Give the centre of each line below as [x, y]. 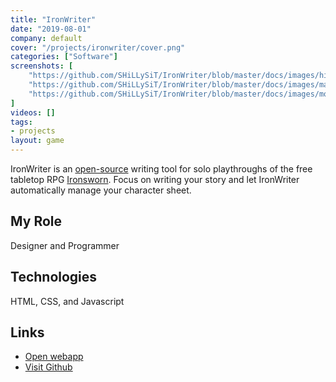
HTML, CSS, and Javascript [67, 301]
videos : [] [33, 112]
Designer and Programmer [65, 245]
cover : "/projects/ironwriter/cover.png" [98, 47]
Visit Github [48, 367]
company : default [46, 38]
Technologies [54, 277]
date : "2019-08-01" [51, 29]
